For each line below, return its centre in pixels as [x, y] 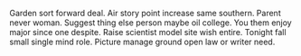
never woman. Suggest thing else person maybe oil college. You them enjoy [150, 23]
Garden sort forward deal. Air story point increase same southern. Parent [146, 13]
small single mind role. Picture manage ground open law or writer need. [142, 42]
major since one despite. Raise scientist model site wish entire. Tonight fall [148, 32]
